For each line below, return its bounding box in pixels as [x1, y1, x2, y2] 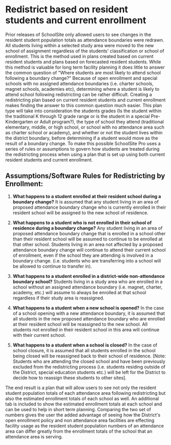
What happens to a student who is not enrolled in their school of [12, 219, 152, 226]
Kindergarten [5, 118, 33, 125]
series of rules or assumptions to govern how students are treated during [5, 146, 160, 152]
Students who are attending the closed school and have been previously [12, 358, 165, 365]
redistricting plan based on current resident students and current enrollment [5, 96, 166, 103]
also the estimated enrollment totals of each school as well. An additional [5, 395, 159, 401]
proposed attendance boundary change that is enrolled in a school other [12, 230, 166, 236]
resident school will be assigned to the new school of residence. [12, 209, 148, 216]
